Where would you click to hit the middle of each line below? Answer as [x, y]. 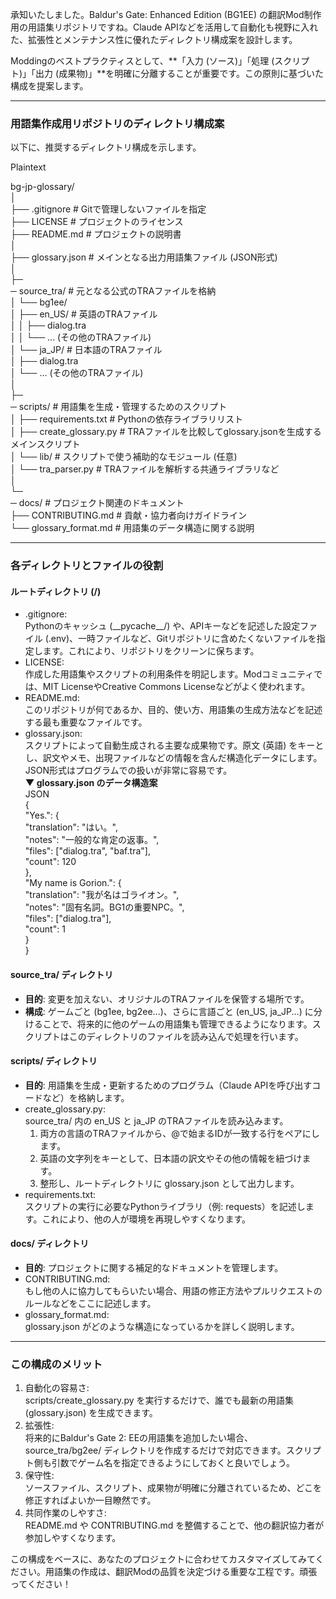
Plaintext [28, 167]
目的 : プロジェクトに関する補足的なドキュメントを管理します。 [154, 1268]
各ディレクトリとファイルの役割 [87, 566]
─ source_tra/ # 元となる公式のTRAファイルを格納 [113, 291]
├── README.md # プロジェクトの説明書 [96, 234]
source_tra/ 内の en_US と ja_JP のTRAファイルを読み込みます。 [156, 1120]
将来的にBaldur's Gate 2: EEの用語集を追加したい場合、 [139, 1438]
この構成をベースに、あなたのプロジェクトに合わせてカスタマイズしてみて [163, 1559]
